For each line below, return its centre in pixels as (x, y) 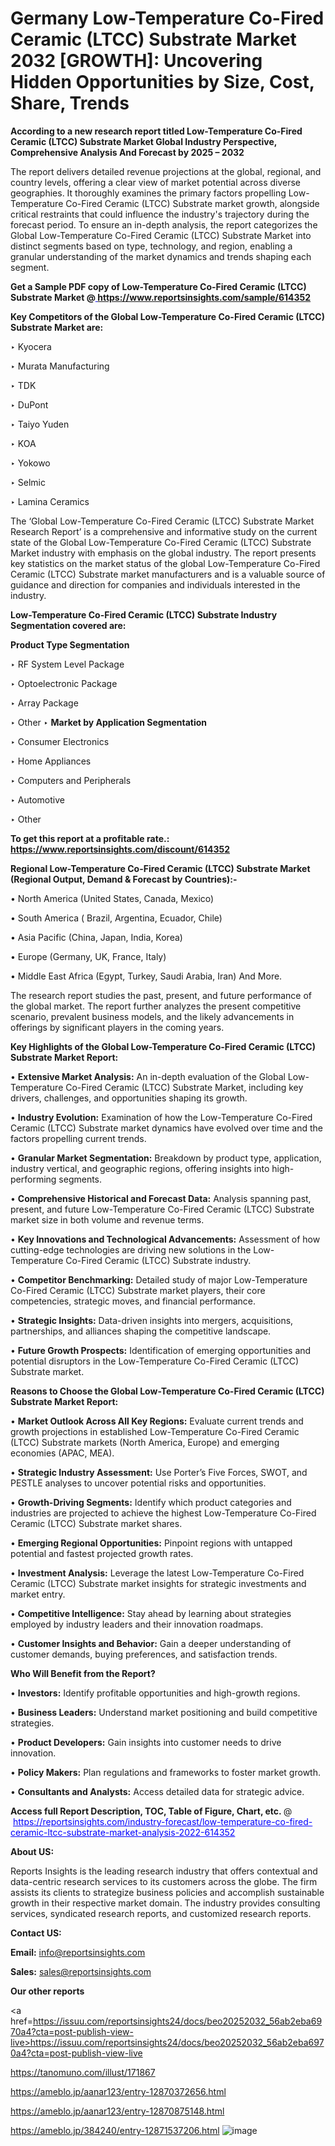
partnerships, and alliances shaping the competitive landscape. (141, 1331)
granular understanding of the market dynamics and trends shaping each (161, 256)
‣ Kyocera (31, 346)
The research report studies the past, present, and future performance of (161, 995)
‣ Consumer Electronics (60, 741)
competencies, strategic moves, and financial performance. (133, 1301)
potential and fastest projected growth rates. (102, 1553)
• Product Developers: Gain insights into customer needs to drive (146, 1742)
